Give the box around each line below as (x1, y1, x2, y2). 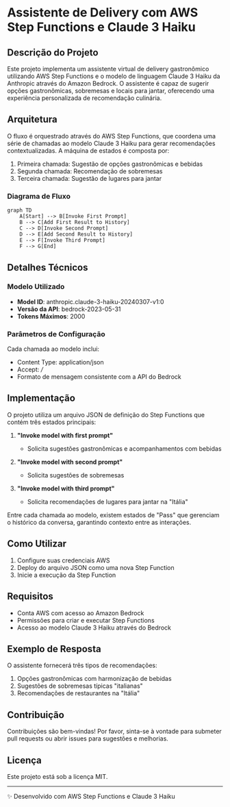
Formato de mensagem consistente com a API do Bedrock (16, 373, 181, 381)
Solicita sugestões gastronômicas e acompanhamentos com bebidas (27, 444, 222, 453)
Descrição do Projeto (7, 47, 99, 58)
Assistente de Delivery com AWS (7, 5, 199, 21)
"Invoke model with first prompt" (16, 431, 114, 439)
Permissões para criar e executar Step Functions (16, 616, 155, 624)
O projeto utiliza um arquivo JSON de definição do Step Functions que (7, 410, 205, 419)
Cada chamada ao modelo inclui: (7, 345, 100, 353)
